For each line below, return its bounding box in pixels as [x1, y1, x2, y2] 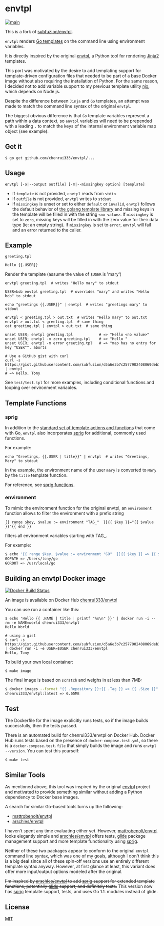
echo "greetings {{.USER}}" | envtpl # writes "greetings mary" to [5, 302, 147, 307]
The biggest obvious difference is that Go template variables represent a [5, 112, 150, 118]
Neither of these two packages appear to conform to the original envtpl [5, 848, 149, 854]
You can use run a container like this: [5, 606, 80, 612]
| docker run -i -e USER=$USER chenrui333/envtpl [5, 646, 108, 651]
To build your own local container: [5, 659, 74, 665]
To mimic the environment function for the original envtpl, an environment [5, 505, 152, 511]
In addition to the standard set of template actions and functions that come [5, 425, 155, 431]
